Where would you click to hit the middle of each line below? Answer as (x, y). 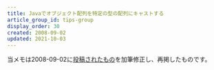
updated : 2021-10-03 (37, 39)
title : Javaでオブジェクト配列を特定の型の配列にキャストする (86, 13)
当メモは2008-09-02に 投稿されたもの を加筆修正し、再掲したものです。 (109, 60)
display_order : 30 (33, 26)
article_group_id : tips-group (51, 20)
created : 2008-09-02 (37, 33)
